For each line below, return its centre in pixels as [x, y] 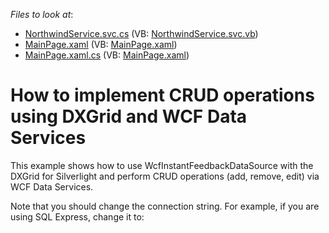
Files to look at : [42, 14]
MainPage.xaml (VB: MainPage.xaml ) [101, 44]
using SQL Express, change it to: [77, 216]
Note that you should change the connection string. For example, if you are [165, 206]
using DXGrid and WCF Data [129, 116]
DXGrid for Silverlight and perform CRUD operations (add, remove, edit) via [165, 176]
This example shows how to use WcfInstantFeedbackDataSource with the [162, 165]
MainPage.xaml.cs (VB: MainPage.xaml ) [107, 55]
